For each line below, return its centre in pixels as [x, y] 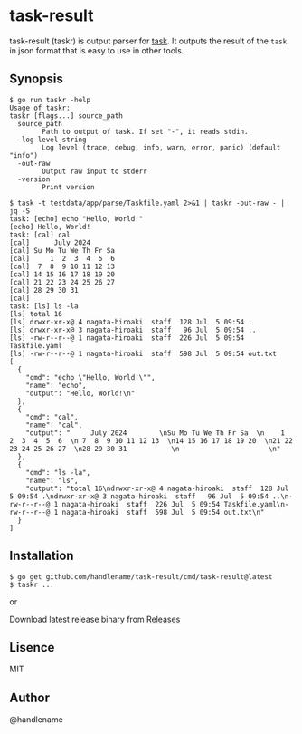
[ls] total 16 [36, 314]
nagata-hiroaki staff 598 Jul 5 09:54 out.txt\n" [163, 512]
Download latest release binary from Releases [95, 619]
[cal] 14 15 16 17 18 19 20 [62, 274]
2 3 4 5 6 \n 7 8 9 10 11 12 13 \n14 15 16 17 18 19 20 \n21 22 [151, 440]
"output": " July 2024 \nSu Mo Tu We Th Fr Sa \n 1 [155, 433]
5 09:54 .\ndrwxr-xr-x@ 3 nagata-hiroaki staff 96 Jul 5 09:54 [139, 496]
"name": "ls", [52, 480]
